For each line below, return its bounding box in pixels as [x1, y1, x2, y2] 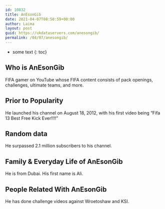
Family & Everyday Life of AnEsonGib [5, 157, 123, 165]
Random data [5, 129, 47, 138]
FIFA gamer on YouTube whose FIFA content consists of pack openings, [5, 76, 153, 82]
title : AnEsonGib [5, 12, 41, 17]
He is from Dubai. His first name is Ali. [5, 170, 83, 176]
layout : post [5, 26, 32, 31]
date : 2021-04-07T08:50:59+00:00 [5, 16, 75, 21]
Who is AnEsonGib [5, 63, 65, 72]
